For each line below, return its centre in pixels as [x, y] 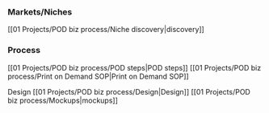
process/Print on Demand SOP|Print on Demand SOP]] [98, 76]
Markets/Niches [40, 12]
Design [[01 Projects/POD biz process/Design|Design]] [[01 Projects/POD [129, 91]
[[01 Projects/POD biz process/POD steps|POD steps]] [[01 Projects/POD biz [134, 67]
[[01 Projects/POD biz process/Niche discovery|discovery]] [106, 30]
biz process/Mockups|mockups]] [63, 100]
